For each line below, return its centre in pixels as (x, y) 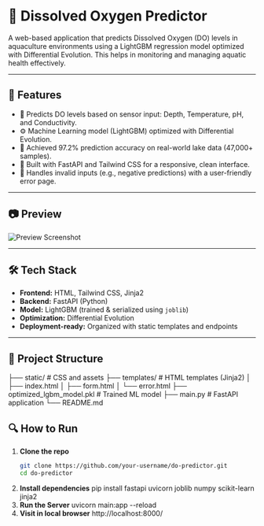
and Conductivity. (48, 122)
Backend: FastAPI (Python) (64, 302)
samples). (35, 156)
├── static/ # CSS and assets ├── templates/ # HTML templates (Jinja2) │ (130, 378)
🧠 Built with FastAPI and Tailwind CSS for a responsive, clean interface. (134, 164)
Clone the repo (44, 451)
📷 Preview (35, 215)
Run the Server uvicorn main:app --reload (88, 505)
